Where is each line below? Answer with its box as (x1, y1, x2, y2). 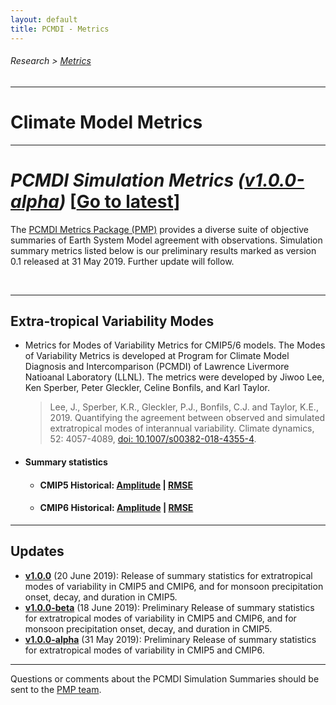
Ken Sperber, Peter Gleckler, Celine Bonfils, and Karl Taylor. (24, 382, 271, 394)
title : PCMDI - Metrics (10, 24, 110, 34)
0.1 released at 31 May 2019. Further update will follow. (10, 255, 235, 267)
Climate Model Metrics (10, 111, 203, 133)
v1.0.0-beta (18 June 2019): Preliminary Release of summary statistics (24, 601, 315, 613)
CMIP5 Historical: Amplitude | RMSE (39, 479, 193, 491)
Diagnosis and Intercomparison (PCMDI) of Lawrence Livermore (24, 361, 290, 373)
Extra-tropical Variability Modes (10, 312, 215, 330)
